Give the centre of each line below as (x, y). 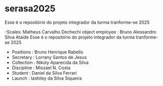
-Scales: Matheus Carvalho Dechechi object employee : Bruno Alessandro (81, 32)
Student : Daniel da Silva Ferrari (44, 73)
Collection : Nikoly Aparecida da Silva (50, 62)
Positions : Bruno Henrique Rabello (47, 52)
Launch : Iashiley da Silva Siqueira (47, 78)
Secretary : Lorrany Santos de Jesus (49, 57)
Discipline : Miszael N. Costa (41, 68)
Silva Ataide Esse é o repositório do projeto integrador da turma (70, 37)
